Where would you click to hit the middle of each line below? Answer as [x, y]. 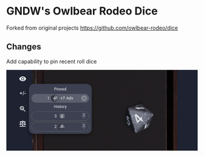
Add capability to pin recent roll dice [52, 61]
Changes [24, 47]
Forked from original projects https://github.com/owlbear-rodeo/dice [92, 28]
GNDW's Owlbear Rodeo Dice [82, 11]
